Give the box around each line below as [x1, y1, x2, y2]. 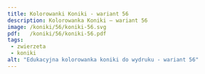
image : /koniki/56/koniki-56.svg [7, 23, 107, 30]
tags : [7, 37, 23, 44]
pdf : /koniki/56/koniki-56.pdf [7, 30, 107, 37]
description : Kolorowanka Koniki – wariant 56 [7, 17, 148, 24]
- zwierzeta [10, 43, 46, 50]
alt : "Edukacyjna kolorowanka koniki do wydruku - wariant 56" [7, 56, 199, 63]
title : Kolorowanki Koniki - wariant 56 [7, 10, 130, 18]
